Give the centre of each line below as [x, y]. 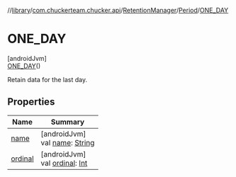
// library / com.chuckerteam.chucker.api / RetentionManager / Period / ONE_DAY [118, 10]
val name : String [68, 142]
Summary [68, 122]
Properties [31, 102]
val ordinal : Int [64, 163]
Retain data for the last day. [47, 79]
